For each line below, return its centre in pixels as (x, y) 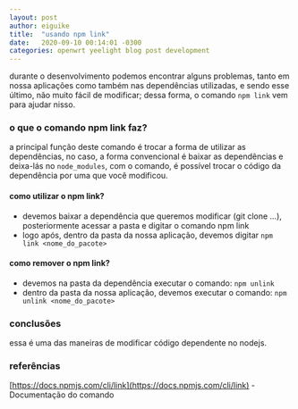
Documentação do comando (62, 395)
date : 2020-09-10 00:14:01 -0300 (76, 42)
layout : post (34, 17)
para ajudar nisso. (43, 104)
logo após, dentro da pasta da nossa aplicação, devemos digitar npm (147, 235)
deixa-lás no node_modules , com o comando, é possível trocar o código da (145, 166)
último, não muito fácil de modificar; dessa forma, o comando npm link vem (149, 96)
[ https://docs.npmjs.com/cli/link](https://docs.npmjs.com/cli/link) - (132, 386)
